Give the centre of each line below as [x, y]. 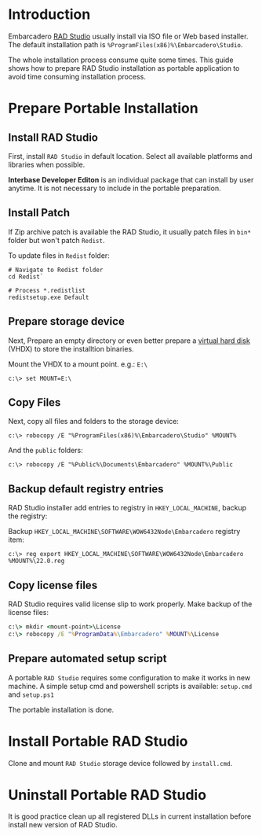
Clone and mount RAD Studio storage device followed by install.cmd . [120, 763]
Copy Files [35, 402]
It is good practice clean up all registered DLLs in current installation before [130, 816]
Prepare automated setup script [87, 659]
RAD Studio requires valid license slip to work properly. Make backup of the [130, 604]
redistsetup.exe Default [49, 297]
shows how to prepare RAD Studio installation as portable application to [124, 68]
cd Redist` [26, 277]
